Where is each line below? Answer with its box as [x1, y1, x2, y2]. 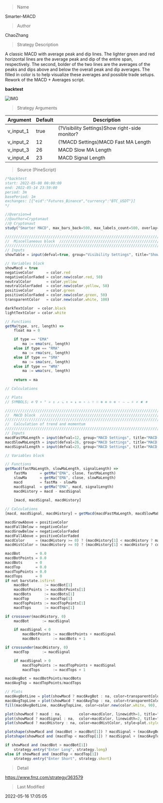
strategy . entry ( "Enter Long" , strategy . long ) [14, 747, 108, 752]
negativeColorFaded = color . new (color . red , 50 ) [5, 274, 103, 279]
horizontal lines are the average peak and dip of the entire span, [5, 56, 133, 62]
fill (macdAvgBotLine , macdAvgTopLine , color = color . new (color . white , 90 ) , [5, 703, 158, 707]
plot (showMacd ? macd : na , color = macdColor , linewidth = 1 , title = [5, 711, 158, 717]
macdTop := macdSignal [14, 649, 70, 654]
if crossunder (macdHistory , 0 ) [5, 645, 68, 650]
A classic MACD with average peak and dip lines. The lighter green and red [5, 51, 155, 57]
